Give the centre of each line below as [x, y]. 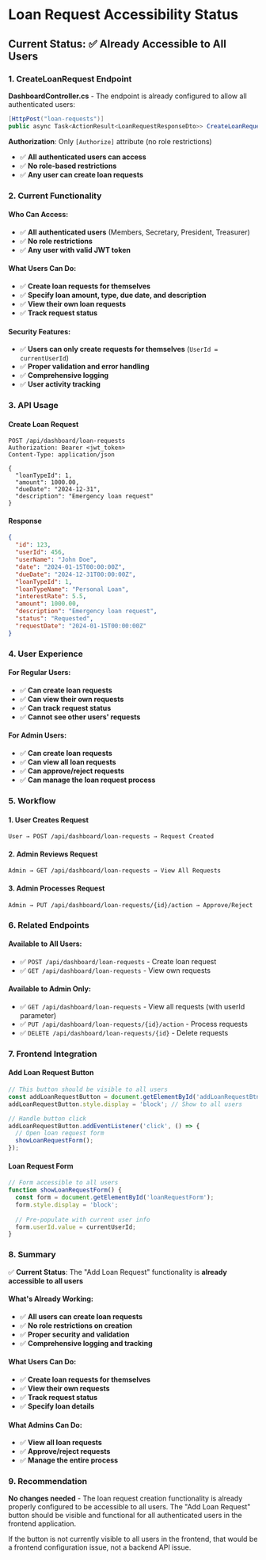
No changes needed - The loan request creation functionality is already [125, 1498]
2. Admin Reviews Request [53, 854]
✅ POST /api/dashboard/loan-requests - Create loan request [118, 961]
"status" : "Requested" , [54, 619]
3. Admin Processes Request [57, 888]
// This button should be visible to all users [88, 1090]
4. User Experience [46, 654]
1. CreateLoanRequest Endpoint [70, 78]
